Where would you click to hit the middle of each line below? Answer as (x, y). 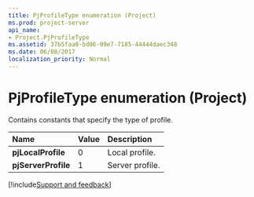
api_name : (24, 30)
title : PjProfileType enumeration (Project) (82, 15)
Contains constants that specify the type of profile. (90, 119)
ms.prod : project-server (49, 23)
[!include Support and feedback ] (60, 184)
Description (130, 139)
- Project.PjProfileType (49, 37)
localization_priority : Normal (59, 60)
